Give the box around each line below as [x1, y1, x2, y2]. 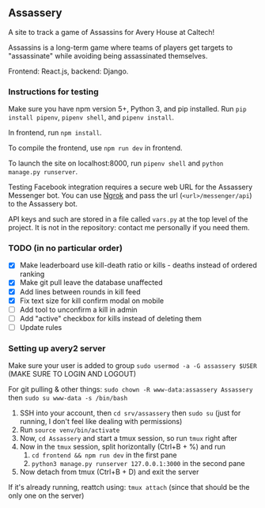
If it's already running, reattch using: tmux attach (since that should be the [8, 483, 251, 492]
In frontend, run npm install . [8, 128, 102, 138]
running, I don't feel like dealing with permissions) [19, 417, 183, 426]
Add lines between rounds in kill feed [19, 286, 141, 296]
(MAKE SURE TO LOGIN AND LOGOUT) [8, 370, 137, 379]
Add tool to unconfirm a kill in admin [19, 305, 138, 314]
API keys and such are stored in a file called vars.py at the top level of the [8, 214, 248, 224]
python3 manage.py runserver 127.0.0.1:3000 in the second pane [31, 459, 245, 468]
